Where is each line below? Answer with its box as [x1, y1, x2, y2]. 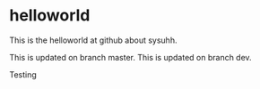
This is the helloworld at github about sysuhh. [9, 35, 178, 45]
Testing [9, 69, 38, 80]
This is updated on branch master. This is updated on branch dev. [9, 52, 253, 62]
